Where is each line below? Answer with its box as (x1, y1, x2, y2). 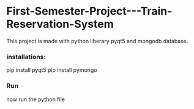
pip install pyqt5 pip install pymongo (6, 66, 97, 74)
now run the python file (6, 96, 65, 103)
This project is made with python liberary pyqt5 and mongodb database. (6, 37, 188, 44)
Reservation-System (6, 17, 114, 31)
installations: (6, 52, 46, 61)
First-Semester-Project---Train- (6, 4, 173, 18)
